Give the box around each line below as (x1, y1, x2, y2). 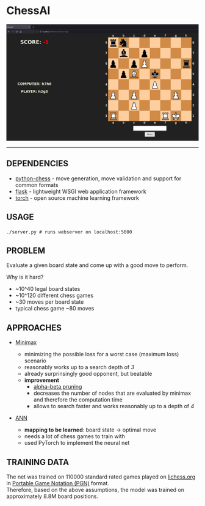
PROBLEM (6, 245, 46, 255)
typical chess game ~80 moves (15, 305, 95, 312)
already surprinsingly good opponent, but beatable (24, 370, 153, 378)
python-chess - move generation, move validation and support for (15, 175, 182, 182)
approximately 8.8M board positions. (6, 493, 99, 500)
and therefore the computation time (33, 396, 123, 403)
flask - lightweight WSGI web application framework (15, 188, 146, 195)
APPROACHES (6, 322, 62, 333)
